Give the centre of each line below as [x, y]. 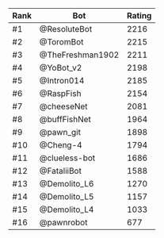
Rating [139, 15]
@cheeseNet [64, 106]
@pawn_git [60, 132]
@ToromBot [61, 42]
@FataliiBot [60, 171]
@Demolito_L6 [67, 184]
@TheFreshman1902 [79, 55]
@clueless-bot [67, 158]
